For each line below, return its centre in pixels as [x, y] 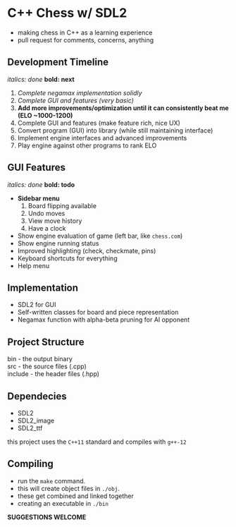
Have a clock [47, 228]
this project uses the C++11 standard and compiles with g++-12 [97, 442]
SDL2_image [36, 420]
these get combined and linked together [75, 496]
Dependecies [37, 396]
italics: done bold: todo [41, 184]
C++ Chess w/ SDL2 [67, 13]
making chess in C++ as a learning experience [85, 32]
